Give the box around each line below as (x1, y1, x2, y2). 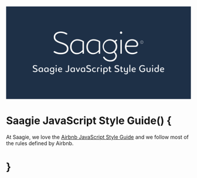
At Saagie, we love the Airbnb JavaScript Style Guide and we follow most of (6, 133, 189, 140)
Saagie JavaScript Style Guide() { (6, 114, 172, 127)
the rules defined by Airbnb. (6, 139, 74, 147)
